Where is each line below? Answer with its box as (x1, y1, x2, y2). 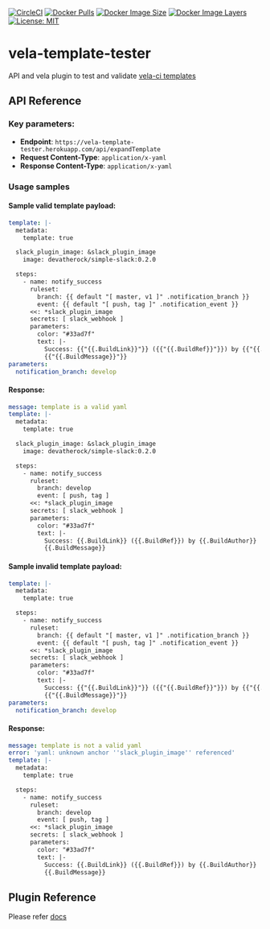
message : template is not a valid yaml (8, 741, 142, 749)
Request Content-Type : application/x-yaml (19, 152, 167, 162)
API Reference (8, 94, 82, 108)
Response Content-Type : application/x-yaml (19, 161, 173, 171)
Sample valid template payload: (8, 201, 117, 211)
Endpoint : (19, 137, 54, 147)
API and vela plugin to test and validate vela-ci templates (8, 71, 197, 81)
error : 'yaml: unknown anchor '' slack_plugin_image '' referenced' (8, 749, 235, 757)
